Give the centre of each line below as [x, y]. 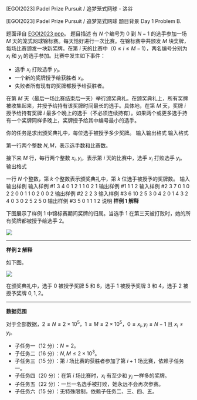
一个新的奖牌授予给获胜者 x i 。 [51, 78]
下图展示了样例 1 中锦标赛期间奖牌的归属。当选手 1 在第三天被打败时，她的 [96, 214]
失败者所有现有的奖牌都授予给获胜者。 [61, 86]
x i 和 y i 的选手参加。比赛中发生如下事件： [56, 56]
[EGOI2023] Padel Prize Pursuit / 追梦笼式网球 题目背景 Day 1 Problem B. [94, 21]
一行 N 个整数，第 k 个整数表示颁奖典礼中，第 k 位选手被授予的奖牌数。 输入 [98, 179]
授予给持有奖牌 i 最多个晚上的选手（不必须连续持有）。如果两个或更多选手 [94, 113]
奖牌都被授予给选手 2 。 [39, 221]
